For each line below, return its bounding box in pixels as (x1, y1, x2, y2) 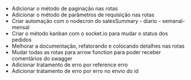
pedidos (11, 36, 32, 43)
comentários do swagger (11, 55, 73, 62)
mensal (11, 24, 30, 31)
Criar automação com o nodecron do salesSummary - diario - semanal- (11, 18, 185, 24)
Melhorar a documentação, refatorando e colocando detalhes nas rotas (11, 42, 185, 49)
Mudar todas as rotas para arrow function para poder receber (11, 49, 162, 55)
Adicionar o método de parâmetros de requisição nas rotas (11, 11, 155, 18)
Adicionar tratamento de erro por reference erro (11, 61, 128, 68)
